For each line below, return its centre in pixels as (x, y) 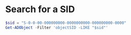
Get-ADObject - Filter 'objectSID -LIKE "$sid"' (57, 27)
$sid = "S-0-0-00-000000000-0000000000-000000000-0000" (66, 23)
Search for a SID (40, 9)
